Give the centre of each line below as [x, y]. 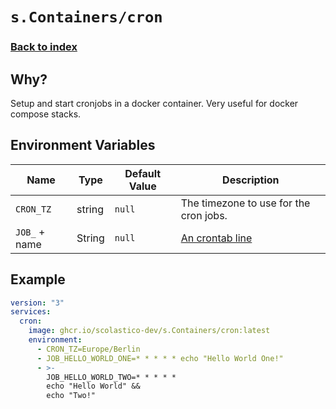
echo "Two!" [71, 396]
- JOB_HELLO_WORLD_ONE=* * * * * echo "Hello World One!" [160, 358]
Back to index [44, 47]
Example [38, 279]
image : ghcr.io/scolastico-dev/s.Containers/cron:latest [149, 331]
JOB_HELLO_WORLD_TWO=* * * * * [111, 377]
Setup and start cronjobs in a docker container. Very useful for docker [154, 103]
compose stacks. [46, 114]
